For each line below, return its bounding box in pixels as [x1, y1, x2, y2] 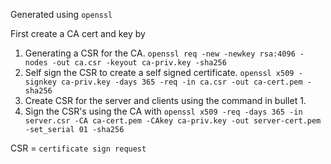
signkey [24, 77, 57, 87]
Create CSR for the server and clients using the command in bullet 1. [24, 95, 307, 106]
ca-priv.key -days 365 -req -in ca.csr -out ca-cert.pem [61, 77, 303, 87]
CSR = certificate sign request [10, 142, 147, 154]
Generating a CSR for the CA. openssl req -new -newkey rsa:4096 [24, 47, 296, 59]
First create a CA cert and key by [10, 28, 146, 39]
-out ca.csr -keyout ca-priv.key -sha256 [51, 58, 227, 68]
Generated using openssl [10, 9, 113, 20]
